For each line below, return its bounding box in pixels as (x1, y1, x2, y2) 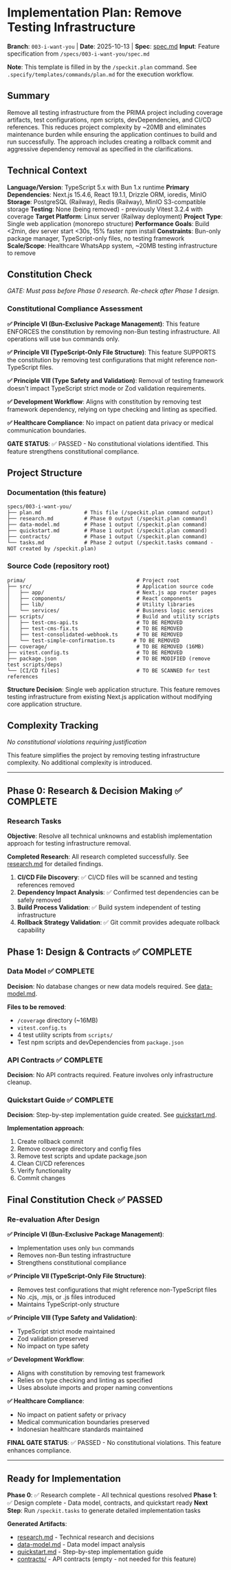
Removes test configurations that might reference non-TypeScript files (16, 1285, 217, 1294)
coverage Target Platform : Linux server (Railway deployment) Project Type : (7, 212, 223, 221)
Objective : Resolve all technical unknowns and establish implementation (7, 832, 212, 840)
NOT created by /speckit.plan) (7, 545, 97, 553)
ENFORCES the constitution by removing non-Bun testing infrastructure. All (7, 327, 220, 335)
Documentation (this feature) (7, 487, 107, 497)
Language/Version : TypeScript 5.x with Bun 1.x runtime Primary (7, 183, 190, 191)
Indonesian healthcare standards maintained (16, 1425, 144, 1434)
